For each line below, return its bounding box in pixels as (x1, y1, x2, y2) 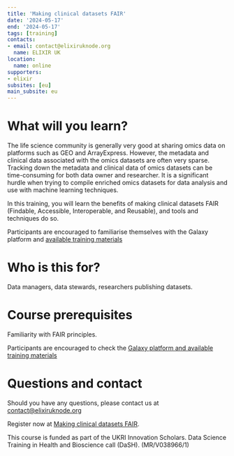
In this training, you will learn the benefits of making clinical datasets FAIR (7, 200, 219, 208)
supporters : (7, 68, 42, 75)
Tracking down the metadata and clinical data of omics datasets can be (7, 163, 213, 172)
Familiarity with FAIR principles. (7, 330, 98, 339)
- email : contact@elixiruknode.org (7, 43, 111, 50)
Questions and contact (7, 376, 142, 392)
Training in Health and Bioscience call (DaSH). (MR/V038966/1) (7, 441, 190, 449)
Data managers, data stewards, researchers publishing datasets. (7, 283, 193, 290)
